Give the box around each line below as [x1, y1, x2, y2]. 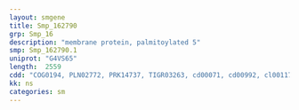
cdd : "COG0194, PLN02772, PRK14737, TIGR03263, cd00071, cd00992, [9, 71, 261, 80]
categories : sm [9, 87, 66, 96]
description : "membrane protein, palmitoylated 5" [9, 37, 201, 47]
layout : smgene [9, 12, 66, 22]
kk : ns [9, 79, 34, 88]
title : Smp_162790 [9, 21, 77, 30]
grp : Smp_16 [9, 29, 53, 38]
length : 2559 [9, 63, 62, 72]
